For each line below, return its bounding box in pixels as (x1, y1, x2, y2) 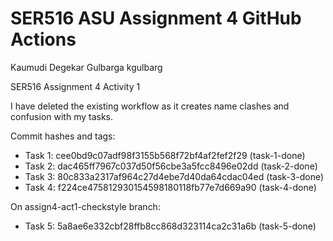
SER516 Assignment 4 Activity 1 (10, 80, 141, 92)
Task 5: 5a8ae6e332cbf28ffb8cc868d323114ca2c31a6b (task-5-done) (24, 220, 317, 232)
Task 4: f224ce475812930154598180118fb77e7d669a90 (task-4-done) (24, 181, 317, 193)
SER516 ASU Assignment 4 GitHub (10, 7, 302, 30)
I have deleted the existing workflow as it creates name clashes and (10, 100, 290, 112)
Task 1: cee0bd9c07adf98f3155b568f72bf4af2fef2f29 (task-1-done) (24, 149, 306, 161)
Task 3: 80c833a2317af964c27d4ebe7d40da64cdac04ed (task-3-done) (24, 170, 325, 182)
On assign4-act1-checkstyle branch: (10, 200, 161, 212)
